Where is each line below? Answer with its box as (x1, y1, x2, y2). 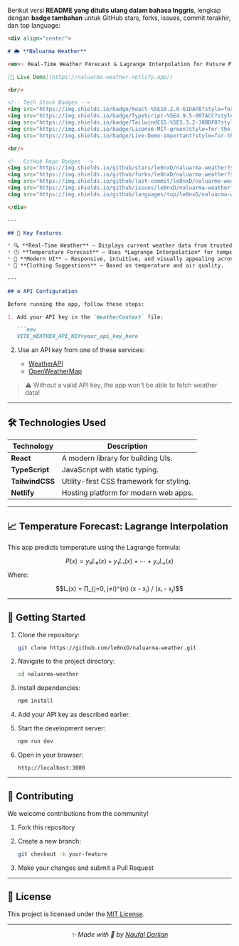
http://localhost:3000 (17, 765, 85, 772)
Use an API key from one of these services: (17, 346, 145, 354)
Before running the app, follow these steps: (7, 300, 144, 308)
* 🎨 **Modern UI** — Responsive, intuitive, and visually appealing (7, 255, 215, 262)
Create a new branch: (17, 836, 82, 845)
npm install (17, 697, 53, 705)
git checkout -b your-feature (17, 850, 108, 858)
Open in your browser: (17, 750, 84, 760)
